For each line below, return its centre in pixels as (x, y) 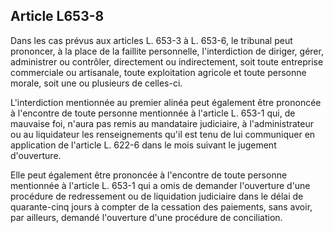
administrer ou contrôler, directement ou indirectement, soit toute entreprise (167, 61)
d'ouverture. (36, 155)
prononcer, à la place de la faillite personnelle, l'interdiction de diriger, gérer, (167, 51)
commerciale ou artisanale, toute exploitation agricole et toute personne (158, 72)
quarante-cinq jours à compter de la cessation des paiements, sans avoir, (161, 206)
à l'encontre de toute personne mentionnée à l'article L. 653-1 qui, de (153, 113)
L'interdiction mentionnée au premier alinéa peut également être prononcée (166, 102)
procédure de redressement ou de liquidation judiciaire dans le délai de (157, 196)
